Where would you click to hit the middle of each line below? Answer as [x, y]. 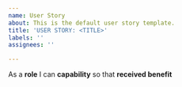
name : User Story [37, 15]
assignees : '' [32, 45]
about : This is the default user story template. [92, 23]
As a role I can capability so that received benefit [90, 74]
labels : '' [26, 38]
